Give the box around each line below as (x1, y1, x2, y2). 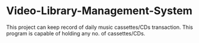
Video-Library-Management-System (6, 4, 193, 18)
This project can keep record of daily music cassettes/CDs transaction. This (6, 24, 193, 31)
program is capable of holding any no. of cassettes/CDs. (6, 29, 145, 37)
